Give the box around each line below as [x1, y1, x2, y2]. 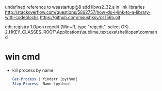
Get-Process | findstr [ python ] [12, 76, 78, 82]
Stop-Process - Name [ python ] [12, 81, 71, 86]
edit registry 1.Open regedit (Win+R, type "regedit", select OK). [5, 24, 130, 30]
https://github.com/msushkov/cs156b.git [39, 15, 121, 20]
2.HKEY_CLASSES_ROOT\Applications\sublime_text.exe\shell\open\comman [5, 29, 158, 35]
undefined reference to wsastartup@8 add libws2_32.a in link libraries [5, 4, 145, 10]
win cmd [5, 51, 40, 62]
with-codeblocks [5, 15, 39, 20]
